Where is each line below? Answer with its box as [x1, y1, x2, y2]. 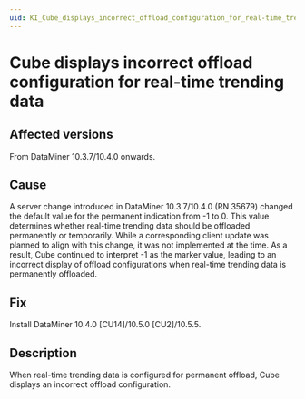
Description [9, 345, 77, 361]
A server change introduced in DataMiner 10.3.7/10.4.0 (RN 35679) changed [9, 201, 293, 212]
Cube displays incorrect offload [9, 52, 253, 73]
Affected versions [9, 127, 113, 142]
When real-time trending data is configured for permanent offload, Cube [9, 369, 280, 381]
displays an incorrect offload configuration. [9, 379, 171, 390]
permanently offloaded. [9, 268, 98, 279]
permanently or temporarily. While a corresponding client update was [9, 230, 270, 241]
